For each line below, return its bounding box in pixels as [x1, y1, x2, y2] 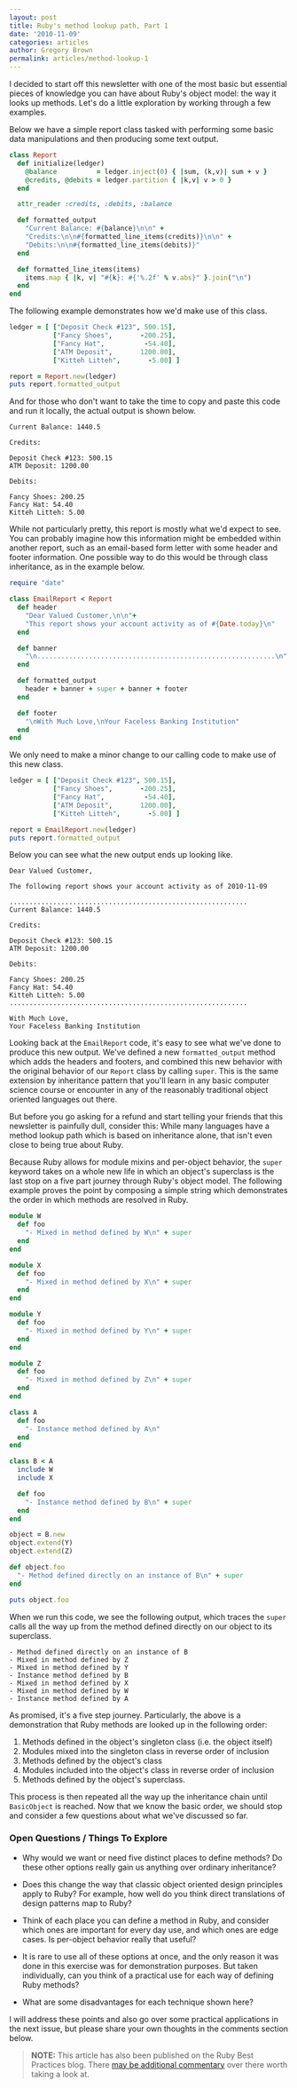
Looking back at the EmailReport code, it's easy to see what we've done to [9, 1038, 282, 1048]
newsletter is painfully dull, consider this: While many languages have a [9, 1120, 270, 1132]
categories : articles [9, 37, 90, 47]
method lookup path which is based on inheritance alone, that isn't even [9, 1130, 273, 1141]
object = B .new [9, 1530, 66, 1539]
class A [9, 1408, 38, 1417]
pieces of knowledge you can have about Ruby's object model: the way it [9, 88, 277, 99]
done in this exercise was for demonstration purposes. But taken [21, 1960, 259, 1971]
